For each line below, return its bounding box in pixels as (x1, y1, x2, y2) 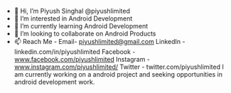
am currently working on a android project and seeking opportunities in (14, 70, 222, 78)
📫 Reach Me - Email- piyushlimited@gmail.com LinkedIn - (14, 38, 186, 45)
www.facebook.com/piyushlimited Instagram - (14, 55, 151, 63)
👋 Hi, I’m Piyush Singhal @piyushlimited (14, 7, 130, 15)
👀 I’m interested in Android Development (14, 14, 133, 23)
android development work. (14, 78, 95, 86)
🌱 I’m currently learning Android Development (14, 22, 149, 30)
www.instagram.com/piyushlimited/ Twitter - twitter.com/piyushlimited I (14, 62, 224, 71)
